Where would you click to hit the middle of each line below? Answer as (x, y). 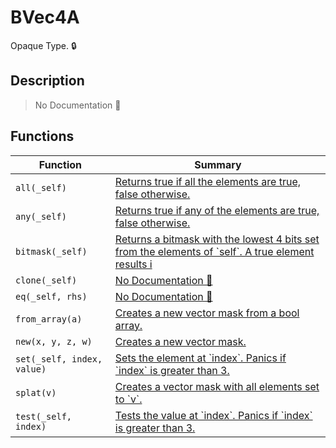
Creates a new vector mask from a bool (207, 313)
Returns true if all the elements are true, (208, 181)
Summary (218, 164)
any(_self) (41, 216)
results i (133, 264)
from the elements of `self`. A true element (214, 251)
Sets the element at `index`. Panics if (200, 358)
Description (47, 81)
